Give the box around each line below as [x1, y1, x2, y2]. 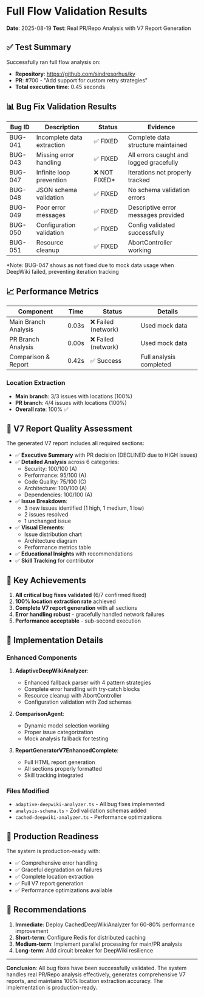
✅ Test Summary [6, 42, 72, 52]
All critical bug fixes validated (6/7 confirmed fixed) [15, 591, 147, 599]
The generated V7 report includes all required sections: [6, 440, 144, 447]
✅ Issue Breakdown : [15, 498, 68, 505]
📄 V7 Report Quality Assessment [6, 424, 132, 434]
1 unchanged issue [24, 517, 72, 525]
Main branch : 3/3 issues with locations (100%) [15, 392, 132, 400]
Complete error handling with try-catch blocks [24, 685, 140, 693]
